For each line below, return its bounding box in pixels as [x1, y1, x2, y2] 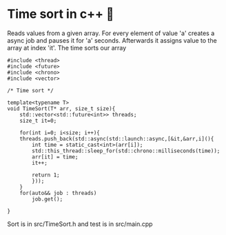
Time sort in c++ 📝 [7, 6, 114, 22]
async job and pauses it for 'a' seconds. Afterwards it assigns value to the [7, 36, 217, 44]
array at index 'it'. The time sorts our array [7, 43, 127, 52]
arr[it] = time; [32, 153, 79, 161]
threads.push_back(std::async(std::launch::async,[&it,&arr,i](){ [19, 135, 214, 142]
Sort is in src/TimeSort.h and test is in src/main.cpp [7, 220, 153, 228]
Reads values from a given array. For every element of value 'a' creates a [7, 29, 215, 37]
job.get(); [32, 196, 63, 203]
